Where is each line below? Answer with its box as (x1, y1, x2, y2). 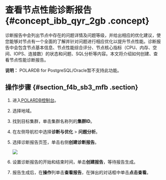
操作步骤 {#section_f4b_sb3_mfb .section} (5, 83, 138, 92)
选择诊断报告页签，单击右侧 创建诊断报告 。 (12, 139, 99, 145)
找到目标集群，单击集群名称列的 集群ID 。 (12, 118, 95, 124)
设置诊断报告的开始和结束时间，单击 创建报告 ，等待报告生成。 (12, 159, 138, 165)
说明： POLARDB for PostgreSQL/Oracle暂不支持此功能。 (5, 67, 122, 73)
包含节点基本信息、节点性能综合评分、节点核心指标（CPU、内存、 (18, 44, 153, 50)
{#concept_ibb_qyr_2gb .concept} (5, 15, 150, 27)
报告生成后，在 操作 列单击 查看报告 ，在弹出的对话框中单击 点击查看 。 (12, 169, 151, 175)
